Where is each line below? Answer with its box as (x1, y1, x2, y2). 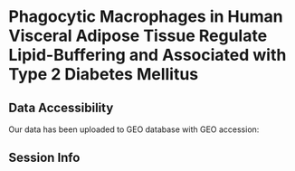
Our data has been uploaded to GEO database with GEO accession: (8, 124, 260, 135)
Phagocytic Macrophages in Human (8, 6, 283, 27)
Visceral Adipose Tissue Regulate (8, 25, 268, 46)
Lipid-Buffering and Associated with (8, 45, 287, 65)
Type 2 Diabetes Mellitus (8, 64, 199, 85)
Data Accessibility (8, 100, 114, 115)
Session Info (8, 150, 81, 166)
